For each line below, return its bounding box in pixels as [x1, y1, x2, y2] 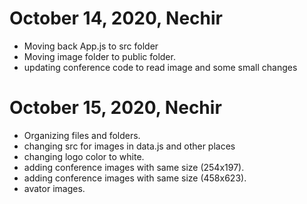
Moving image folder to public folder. [23, 50, 176, 62]
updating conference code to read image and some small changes [23, 61, 298, 73]
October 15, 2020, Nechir [9, 97, 222, 119]
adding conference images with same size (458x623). [23, 172, 247, 184]
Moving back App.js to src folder [23, 40, 159, 52]
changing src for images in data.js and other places [23, 140, 236, 152]
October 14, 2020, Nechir [9, 7, 224, 30]
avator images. [23, 182, 86, 194]
